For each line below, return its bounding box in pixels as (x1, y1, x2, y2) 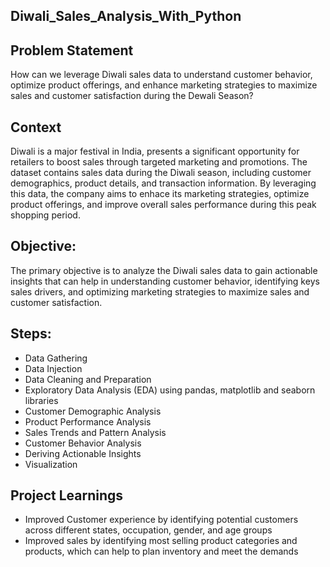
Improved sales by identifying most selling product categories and (24, 535, 298, 547)
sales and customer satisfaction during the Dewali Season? (10, 90, 254, 102)
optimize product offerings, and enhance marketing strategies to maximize (10, 79, 318, 91)
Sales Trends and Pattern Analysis (24, 426, 167, 438)
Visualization (24, 458, 78, 470)
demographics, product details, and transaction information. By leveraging (10, 177, 317, 189)
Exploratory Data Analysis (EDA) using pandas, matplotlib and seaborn (24, 384, 316, 396)
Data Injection (24, 362, 83, 374)
